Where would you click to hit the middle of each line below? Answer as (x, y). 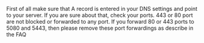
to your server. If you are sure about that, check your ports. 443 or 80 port (100, 15)
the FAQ (16, 35)
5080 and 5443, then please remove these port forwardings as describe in (100, 28)
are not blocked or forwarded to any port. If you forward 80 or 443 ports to (100, 21)
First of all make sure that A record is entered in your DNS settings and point (102, 9)
